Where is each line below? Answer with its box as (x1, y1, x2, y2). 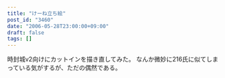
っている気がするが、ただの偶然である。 (7, 64, 122, 72)
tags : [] (7, 36, 32, 42)
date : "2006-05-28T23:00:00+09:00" (7, 23, 109, 29)
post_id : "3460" (7, 16, 54, 23)
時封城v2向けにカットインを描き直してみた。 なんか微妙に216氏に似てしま (7, 55, 219, 64)
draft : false (7, 29, 45, 36)
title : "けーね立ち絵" (7, 10, 66, 17)
